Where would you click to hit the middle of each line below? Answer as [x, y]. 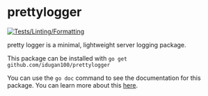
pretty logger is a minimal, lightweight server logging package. [97, 45]
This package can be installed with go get [67, 58]
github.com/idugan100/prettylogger [59, 65]
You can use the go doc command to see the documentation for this [104, 78]
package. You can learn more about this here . [73, 85]
